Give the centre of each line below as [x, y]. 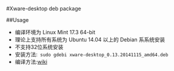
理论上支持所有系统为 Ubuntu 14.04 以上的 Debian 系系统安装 [90, 40]
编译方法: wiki [31, 62]
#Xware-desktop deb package [44, 9]
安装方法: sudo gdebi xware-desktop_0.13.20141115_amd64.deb [91, 54]
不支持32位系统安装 [39, 47]
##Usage [18, 20]
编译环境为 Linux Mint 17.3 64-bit [55, 32]
